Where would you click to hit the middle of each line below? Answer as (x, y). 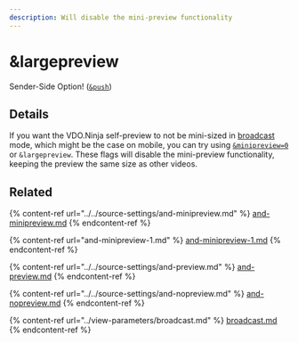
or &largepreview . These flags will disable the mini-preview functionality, (142, 155)
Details (29, 114)
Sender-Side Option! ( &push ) (61, 86)
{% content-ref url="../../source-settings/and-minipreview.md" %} (130, 214)
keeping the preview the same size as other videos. (104, 164)
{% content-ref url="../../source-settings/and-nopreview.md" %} (127, 294)
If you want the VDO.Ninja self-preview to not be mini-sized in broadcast (142, 135)
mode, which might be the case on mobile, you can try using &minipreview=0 (149, 145)
